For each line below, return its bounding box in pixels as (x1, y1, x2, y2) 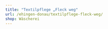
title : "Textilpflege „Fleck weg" (5, 7, 79, 12)
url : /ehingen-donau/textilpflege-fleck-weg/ (5, 12, 103, 17)
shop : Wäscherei (5, 16, 40, 21)
